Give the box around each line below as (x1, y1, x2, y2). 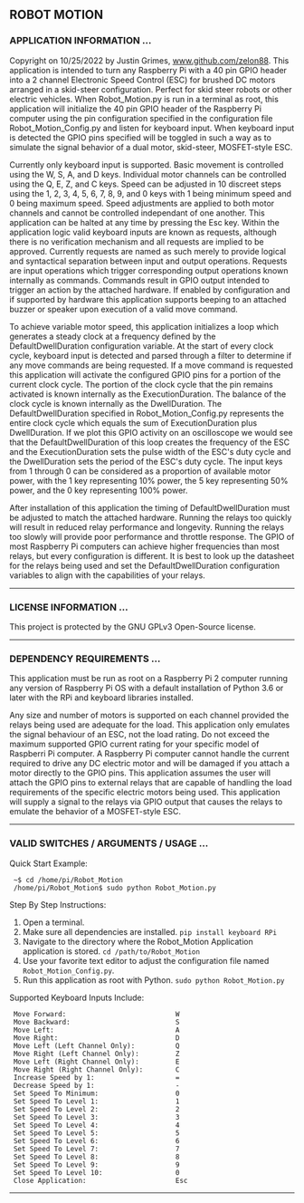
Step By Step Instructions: (9, 899, 107, 909)
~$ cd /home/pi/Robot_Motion (13, 875, 124, 884)
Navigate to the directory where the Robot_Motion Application (22, 936, 253, 947)
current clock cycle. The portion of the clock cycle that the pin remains (9, 379, 273, 390)
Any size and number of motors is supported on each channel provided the (9, 710, 290, 721)
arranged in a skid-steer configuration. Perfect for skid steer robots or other (9, 83, 292, 94)
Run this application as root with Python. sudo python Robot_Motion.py (22, 974, 285, 986)
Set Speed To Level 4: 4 (13, 1121, 180, 1130)
